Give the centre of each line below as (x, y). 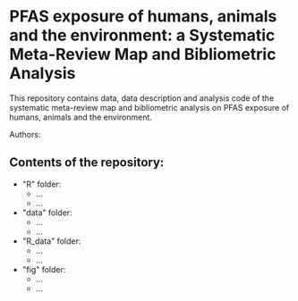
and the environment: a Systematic (142, 35)
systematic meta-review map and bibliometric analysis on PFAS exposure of (149, 107)
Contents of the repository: (87, 163)
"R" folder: (42, 184)
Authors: (25, 134)
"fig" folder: (44, 269)
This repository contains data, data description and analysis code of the (142, 98)
